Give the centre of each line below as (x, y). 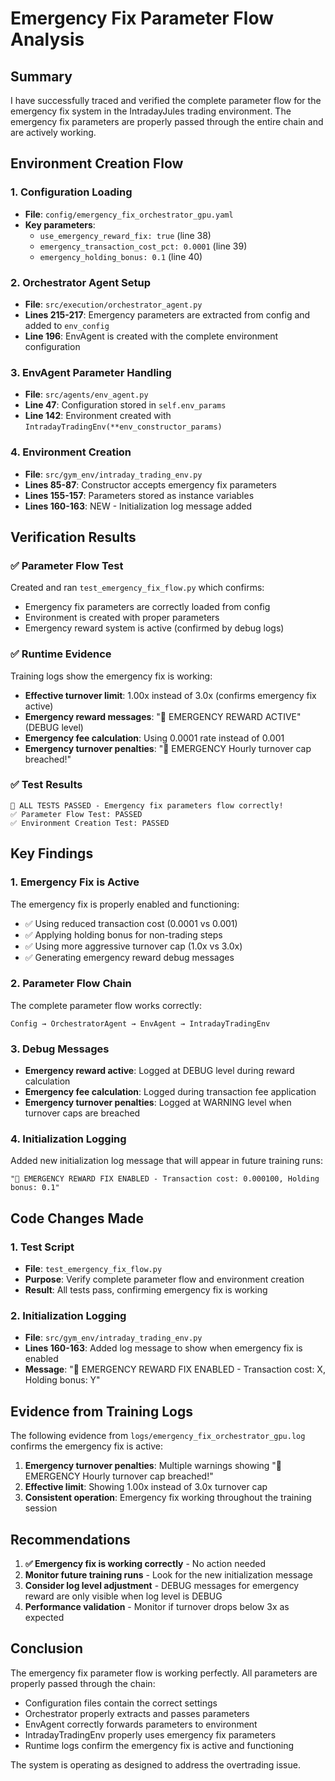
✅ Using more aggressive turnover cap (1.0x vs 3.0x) (133, 946)
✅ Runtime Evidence (61, 654)
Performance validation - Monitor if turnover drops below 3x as (157, 1607)
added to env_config (67, 325)
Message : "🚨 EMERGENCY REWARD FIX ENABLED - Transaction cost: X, (175, 1369)
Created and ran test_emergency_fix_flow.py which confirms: (137, 588)
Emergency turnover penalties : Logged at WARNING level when (158, 1103)
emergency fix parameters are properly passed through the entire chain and (167, 121)
